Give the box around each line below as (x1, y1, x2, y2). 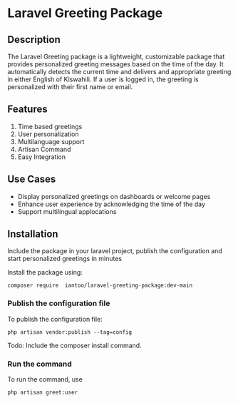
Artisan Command (17, 145, 71, 153)
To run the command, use (7, 375, 83, 384)
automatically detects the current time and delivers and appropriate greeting (7, 68, 232, 76)
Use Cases (7, 173, 56, 185)
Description (7, 34, 61, 46)
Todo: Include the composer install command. (7, 341, 142, 350)
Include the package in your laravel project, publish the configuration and (7, 247, 222, 255)
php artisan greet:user (7, 389, 78, 397)
